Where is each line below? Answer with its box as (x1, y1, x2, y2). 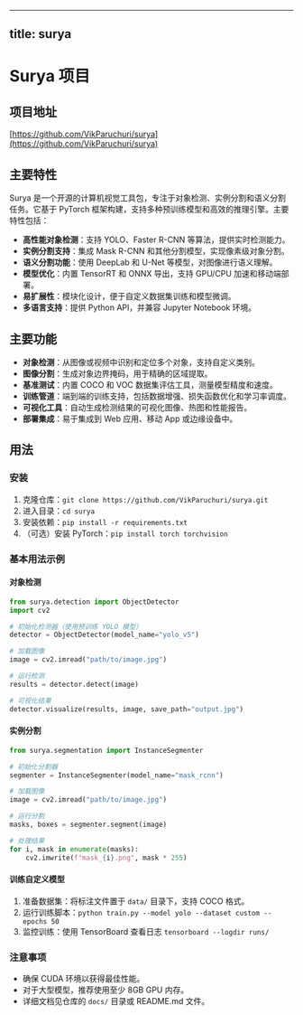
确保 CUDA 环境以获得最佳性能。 (22, 973, 145, 984)
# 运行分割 (9, 812, 45, 821)
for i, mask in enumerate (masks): (9, 844, 140, 854)
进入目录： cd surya (22, 505, 96, 516)
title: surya (9, 26, 72, 42)
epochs (22, 916, 48, 926)
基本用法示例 (9, 552, 66, 565)
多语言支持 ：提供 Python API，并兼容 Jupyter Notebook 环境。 (22, 302, 257, 313)
